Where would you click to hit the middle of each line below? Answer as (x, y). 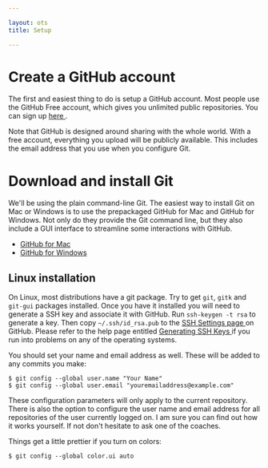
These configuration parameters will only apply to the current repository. (128, 401)
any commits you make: (47, 364)
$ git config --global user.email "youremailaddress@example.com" (121, 385)
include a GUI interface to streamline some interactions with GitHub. (120, 228)
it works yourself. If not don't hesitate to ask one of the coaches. (115, 426)
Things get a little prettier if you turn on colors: (85, 442)
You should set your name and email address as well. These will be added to (134, 355)
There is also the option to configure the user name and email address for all (134, 409)
